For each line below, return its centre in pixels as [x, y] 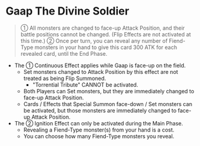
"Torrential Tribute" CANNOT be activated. [85, 85]
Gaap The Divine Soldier [67, 11]
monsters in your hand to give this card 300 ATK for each [106, 47]
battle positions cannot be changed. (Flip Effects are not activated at [106, 34]
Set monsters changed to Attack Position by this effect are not [101, 71]
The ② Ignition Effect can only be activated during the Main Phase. [99, 123]
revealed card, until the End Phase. [64, 53]
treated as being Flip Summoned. [65, 78]
